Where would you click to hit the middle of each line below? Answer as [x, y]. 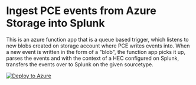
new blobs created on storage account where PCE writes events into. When [98, 46]
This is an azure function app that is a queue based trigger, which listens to [97, 39]
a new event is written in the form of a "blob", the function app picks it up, [96, 52]
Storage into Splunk [55, 23]
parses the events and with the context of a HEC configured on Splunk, [92, 58]
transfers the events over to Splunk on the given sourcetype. [80, 64]
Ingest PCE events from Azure [81, 11]
